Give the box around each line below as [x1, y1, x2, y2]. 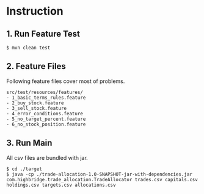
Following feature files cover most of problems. [6, 77, 125, 85]
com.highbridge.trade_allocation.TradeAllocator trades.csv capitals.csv [6, 176, 199, 182]
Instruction [6, 4, 64, 18]
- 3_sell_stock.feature [6, 105, 67, 111]
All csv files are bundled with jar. [6, 154, 89, 161]
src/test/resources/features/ [6, 89, 84, 95]
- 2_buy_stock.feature [6, 99, 64, 106]
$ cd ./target [6, 166, 43, 172]
